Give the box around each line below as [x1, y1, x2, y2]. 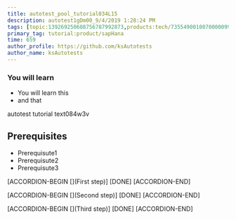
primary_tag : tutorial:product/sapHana [7, 30, 124, 37]
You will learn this [17, 89, 69, 97]
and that [17, 96, 42, 105]
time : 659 [7, 37, 37, 44]
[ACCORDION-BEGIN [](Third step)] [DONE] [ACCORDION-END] [7, 205, 193, 213]
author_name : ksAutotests [7, 50, 83, 57]
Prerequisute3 [17, 163, 59, 172]
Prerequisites [7, 130, 67, 142]
